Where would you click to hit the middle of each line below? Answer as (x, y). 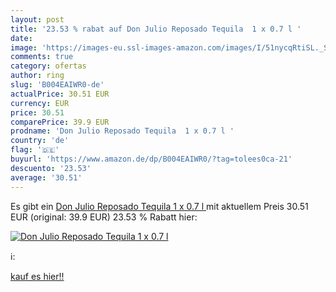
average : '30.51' (46, 177)
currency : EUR (40, 103)
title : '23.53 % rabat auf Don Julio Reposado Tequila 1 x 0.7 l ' (156, 29)
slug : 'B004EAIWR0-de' (57, 85)
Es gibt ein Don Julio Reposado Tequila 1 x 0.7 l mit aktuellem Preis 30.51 (159, 206)
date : (21, 38)
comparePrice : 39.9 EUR (60, 122)
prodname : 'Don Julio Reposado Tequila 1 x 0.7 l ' (122, 131)
